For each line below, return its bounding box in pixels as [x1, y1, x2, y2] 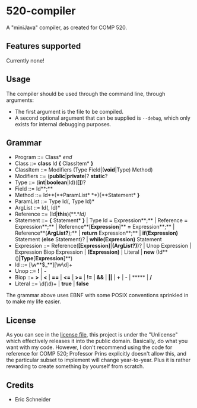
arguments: [6, 96, 34, 104]
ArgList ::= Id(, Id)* [14, 204, 61, 211]
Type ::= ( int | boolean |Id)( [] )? [14, 179, 86, 186]
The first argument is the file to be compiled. [14, 108, 123, 115]
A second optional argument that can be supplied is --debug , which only [14, 114, 191, 122]
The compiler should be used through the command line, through [6, 90, 166, 97]
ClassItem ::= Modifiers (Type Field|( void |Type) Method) [14, 166, 153, 173]
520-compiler [6, 4, 76, 18]
